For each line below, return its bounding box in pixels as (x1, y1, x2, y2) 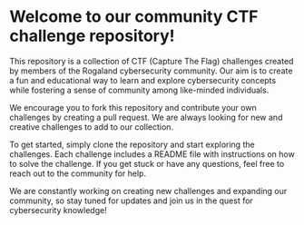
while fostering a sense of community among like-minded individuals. (9, 84, 270, 95)
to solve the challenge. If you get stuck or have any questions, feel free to (9, 158, 285, 169)
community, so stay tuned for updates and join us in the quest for (9, 195, 254, 206)
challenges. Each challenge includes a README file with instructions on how (9, 148, 295, 160)
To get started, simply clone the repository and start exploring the (9, 139, 256, 150)
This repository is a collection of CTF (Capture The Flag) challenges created (9, 55, 294, 66)
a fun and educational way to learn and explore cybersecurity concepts (9, 74, 277, 85)
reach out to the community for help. (9, 168, 147, 179)
